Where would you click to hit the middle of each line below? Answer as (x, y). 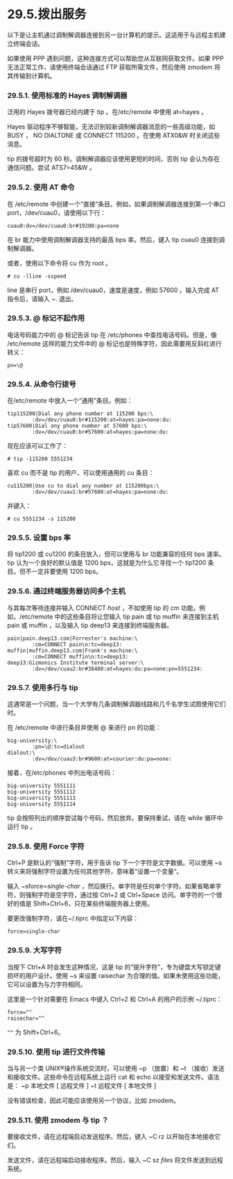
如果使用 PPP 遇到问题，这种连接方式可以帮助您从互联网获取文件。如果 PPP (115, 58)
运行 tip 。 (22, 827)
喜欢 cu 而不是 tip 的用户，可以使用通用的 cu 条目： (81, 473)
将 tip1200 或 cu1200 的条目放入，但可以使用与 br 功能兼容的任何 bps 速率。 (116, 554)
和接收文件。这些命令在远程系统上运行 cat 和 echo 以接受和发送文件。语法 (113, 1077)
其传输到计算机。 (32, 75)
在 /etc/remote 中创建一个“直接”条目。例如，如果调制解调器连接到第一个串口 (116, 204)
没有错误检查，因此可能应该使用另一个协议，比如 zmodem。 (94, 1100)
